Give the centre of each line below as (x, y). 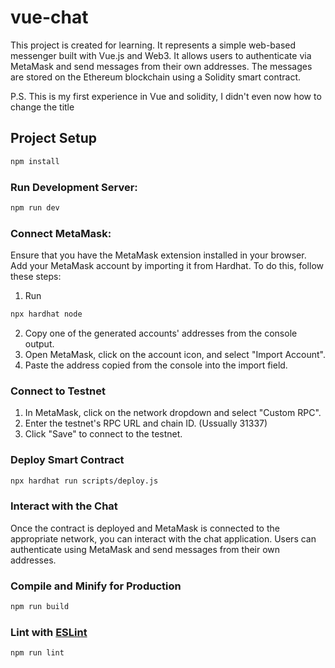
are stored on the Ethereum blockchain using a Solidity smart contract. (156, 77)
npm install (35, 161)
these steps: (36, 277)
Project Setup (54, 138)
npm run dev (35, 207)
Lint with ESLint (49, 632)
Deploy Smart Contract (67, 460)
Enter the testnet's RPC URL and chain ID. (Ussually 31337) (146, 423)
